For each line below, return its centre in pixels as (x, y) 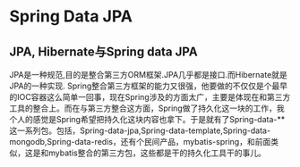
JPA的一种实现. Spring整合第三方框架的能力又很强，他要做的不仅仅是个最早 (149, 86)
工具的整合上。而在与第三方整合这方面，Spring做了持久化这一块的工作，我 (147, 108)
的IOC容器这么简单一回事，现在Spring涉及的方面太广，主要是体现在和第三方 (150, 97)
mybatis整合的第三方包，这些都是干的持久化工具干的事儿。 (157, 153)
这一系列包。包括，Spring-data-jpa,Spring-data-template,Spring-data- (140, 130)
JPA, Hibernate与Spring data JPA (104, 51)
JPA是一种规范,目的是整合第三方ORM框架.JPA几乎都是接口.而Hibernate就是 (149, 75)
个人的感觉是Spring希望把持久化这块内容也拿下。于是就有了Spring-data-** (147, 119)
